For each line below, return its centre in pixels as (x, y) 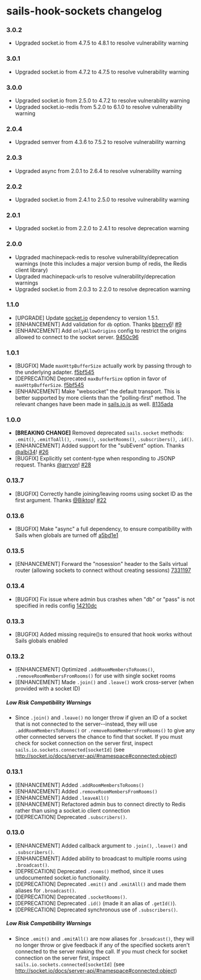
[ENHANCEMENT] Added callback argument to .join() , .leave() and (101, 846)
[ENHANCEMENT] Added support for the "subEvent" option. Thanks (100, 446)
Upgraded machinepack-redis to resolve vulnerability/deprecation (97, 257)
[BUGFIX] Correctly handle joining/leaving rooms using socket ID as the (104, 494)
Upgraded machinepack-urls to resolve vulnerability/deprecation (95, 276)
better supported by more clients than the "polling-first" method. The (100, 398)
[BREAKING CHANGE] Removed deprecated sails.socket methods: (99, 433)
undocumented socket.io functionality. (63, 878)
